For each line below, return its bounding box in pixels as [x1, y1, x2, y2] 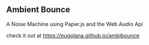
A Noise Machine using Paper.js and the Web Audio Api [6, 20, 143, 27]
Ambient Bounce [6, 5, 70, 15]
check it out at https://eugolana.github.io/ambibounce [6, 32, 140, 39]
